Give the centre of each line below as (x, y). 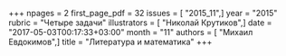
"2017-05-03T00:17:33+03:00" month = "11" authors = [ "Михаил (131, 32)
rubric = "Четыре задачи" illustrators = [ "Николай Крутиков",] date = (140, 23)
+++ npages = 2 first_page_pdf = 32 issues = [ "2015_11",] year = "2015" (143, 13)
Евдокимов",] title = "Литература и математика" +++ (110, 42)
